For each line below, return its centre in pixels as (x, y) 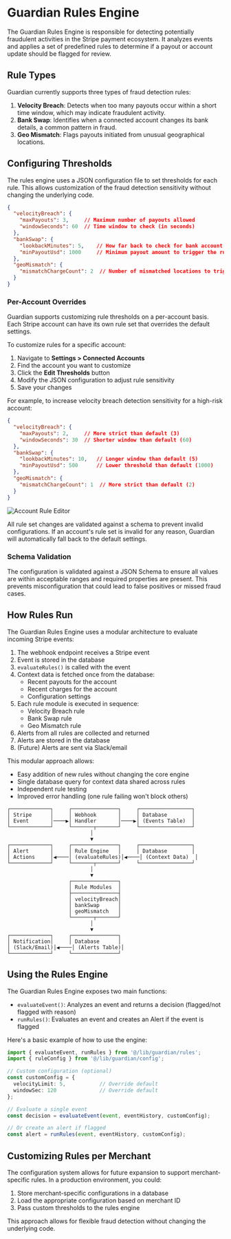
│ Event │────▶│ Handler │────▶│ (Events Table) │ (101, 821)
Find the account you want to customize (74, 366)
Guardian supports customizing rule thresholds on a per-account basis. (108, 317)
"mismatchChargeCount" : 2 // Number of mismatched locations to (115, 271)
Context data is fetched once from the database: (86, 674)
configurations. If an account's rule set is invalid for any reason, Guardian (111, 531)
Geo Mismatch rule (54, 725)
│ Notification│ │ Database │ (64, 941)
